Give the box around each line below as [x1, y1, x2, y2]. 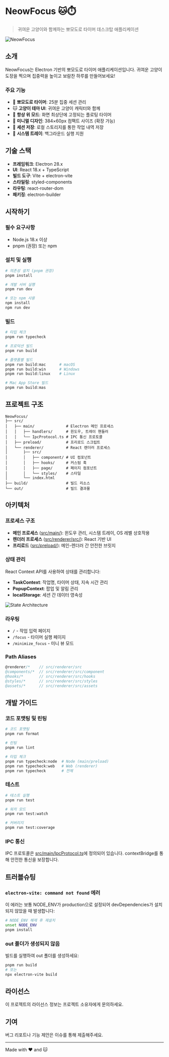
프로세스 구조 [5, 517, 35, 524]
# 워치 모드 [5, 807, 26, 812]
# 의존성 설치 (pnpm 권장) [5, 268, 54, 273]
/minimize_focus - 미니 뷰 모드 [12, 641, 74, 647]
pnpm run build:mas [5, 385, 46, 390]
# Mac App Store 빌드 [5, 380, 49, 386]
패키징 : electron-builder [12, 191, 61, 197]
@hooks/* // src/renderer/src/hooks [5, 674, 96, 679]
